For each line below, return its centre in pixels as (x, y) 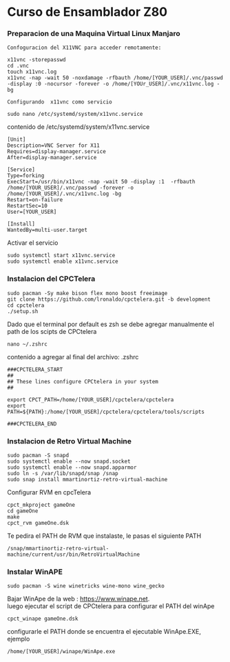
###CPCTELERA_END (32, 424)
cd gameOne (23, 511)
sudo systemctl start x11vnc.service (61, 256)
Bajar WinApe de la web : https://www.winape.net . (79, 599)
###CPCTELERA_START (35, 370)
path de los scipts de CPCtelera (52, 331)
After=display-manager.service (52, 158)
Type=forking (26, 176)
